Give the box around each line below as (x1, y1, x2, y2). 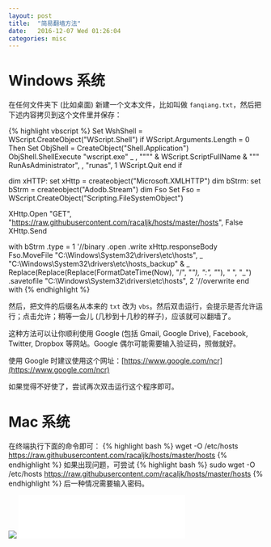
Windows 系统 (8, 72, 105, 90)
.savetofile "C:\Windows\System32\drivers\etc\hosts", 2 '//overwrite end (8, 276, 249, 286)
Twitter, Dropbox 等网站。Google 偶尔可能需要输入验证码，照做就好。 (8, 339, 241, 348)
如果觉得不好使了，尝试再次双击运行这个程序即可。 (8, 381, 179, 392)
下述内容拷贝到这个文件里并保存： (8, 110, 122, 120)
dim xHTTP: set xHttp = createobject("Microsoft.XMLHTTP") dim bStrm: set (8, 176, 261, 186)
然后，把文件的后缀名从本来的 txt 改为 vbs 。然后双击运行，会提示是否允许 (8, 301, 256, 311)
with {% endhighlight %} (8, 284, 91, 295)
